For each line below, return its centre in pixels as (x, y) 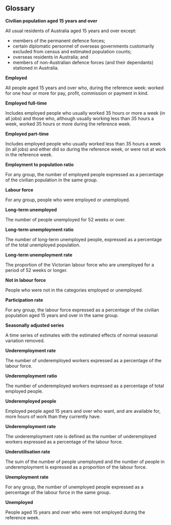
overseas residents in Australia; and (50, 57)
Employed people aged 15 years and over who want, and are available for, (83, 411)
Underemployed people (31, 401)
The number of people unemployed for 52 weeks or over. (66, 219)
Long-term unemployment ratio (40, 229)
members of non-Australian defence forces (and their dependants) (83, 62)
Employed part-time (27, 134)
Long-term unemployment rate (39, 255)
